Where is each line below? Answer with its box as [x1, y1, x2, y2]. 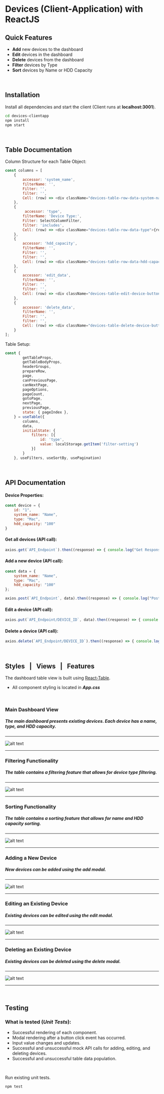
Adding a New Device [5, 854, 57, 861]
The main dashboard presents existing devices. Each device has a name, [5, 718, 157, 724]
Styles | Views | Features [5, 662, 95, 670]
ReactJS [5, 14, 40, 25]
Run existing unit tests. [5, 1075, 51, 1080]
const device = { [5, 503, 41, 508]
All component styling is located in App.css [12, 684, 100, 690]
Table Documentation [5, 146, 72, 154]
